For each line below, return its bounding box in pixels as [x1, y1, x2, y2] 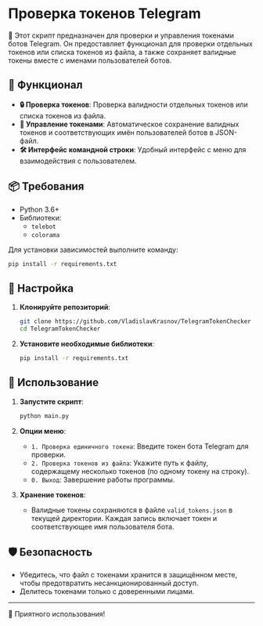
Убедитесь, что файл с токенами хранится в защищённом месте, [19, 570, 237, 580]
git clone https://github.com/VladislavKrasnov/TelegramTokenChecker [19, 318, 252, 326]
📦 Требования [8, 180, 85, 193]
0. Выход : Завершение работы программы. [31, 475, 175, 484]
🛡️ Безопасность [8, 545, 92, 559]
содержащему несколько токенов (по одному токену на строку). [31, 466, 250, 475]
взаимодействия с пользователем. [19, 156, 137, 166]
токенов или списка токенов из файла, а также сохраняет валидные [8, 47, 236, 56]
